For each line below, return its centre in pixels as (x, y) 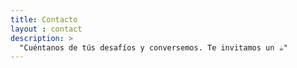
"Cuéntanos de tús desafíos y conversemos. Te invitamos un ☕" (153, 47)
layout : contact (46, 29)
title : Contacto (44, 19)
